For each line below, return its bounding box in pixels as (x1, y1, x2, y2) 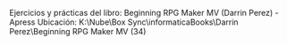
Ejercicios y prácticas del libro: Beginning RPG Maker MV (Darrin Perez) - (9, 8, 279, 18)
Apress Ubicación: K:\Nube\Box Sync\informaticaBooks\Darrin (9, 17, 239, 27)
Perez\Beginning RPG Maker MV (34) (9, 26, 147, 36)
